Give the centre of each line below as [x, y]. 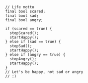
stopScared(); [24, 33]
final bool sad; [22, 16]
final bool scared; [25, 11]
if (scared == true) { [29, 29]
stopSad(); [21, 46]
